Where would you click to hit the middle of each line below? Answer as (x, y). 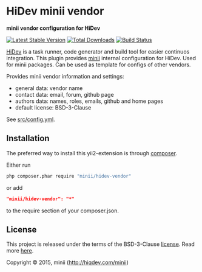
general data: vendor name (49, 88)
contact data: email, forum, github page (64, 94)
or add (15, 187)
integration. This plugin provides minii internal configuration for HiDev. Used (101, 58)
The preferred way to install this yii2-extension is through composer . (92, 153)
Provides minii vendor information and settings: (65, 76)
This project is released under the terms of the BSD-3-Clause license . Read (101, 244)
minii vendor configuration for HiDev (53, 28)
